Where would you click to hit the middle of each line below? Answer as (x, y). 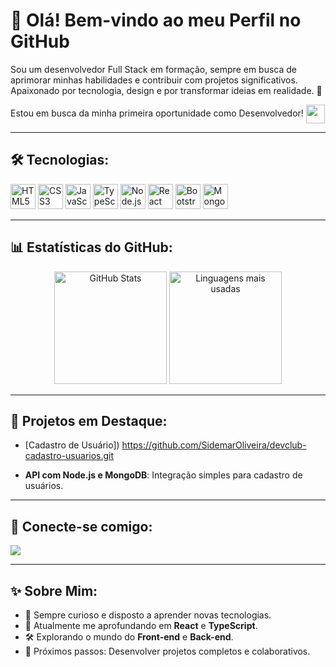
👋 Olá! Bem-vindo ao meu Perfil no (156, 20)
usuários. (44, 486)
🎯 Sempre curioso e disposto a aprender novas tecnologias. (148, 615)
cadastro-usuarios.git (69, 456)
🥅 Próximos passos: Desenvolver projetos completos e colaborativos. (167, 651)
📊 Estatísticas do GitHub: (91, 247)
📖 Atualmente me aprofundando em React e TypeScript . (141, 625)
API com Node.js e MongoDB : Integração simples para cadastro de (163, 475)
